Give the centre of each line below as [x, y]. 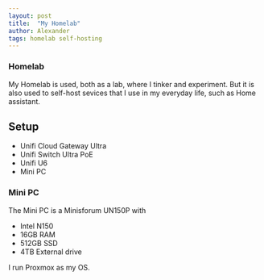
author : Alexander [39, 31]
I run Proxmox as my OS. [49, 267]
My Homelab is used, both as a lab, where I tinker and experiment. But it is [132, 84]
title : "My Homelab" [45, 23]
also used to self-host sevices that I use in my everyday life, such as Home [132, 93]
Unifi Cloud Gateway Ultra [63, 146]
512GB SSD [39, 243]
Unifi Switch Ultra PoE [57, 155]
